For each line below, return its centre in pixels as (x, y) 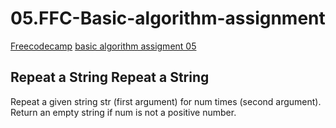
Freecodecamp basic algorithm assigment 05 (103, 46)
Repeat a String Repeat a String (110, 77)
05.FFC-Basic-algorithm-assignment (168, 18)
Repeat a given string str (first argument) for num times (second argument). (166, 101)
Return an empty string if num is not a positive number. (123, 112)
